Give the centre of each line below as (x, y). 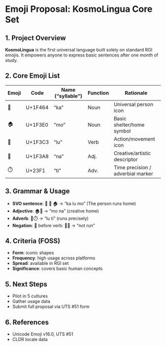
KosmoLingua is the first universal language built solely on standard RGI (79, 50)
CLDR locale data (30, 340)
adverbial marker (133, 173)
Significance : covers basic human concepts (57, 269)
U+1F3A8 (37, 156)
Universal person (133, 104)
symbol (122, 131)
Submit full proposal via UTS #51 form (51, 307)
